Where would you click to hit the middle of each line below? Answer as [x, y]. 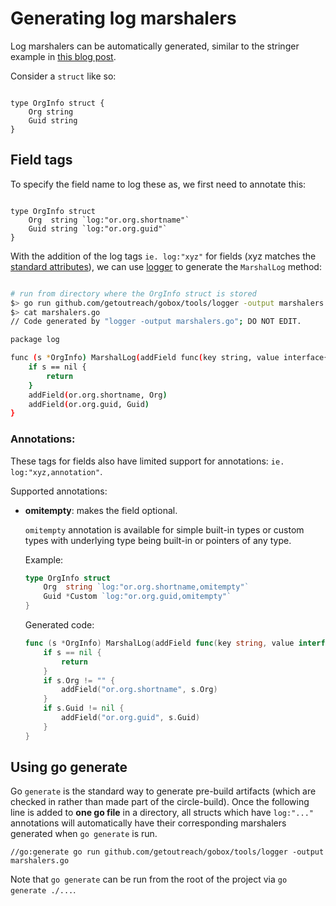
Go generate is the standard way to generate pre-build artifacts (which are [163, 791]
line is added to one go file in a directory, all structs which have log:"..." [162, 813]
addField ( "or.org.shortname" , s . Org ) [139, 690]
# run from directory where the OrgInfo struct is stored [133, 293]
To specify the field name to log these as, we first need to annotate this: [158, 184]
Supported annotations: [59, 491]
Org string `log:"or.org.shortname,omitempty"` [146, 587]
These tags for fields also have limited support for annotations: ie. [147, 461]
